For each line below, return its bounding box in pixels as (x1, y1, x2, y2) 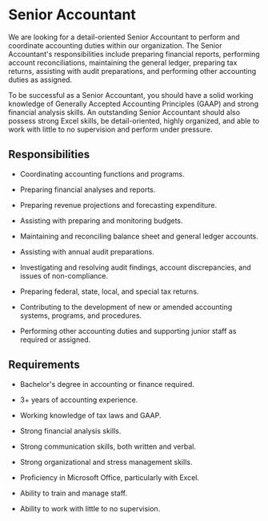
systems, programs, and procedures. (19, 311, 142, 320)
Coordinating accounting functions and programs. (19, 169, 186, 178)
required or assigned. (19, 335, 91, 344)
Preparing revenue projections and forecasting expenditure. (19, 200, 218, 210)
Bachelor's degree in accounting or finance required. (19, 379, 194, 389)
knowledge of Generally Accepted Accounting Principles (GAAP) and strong (8, 99, 259, 108)
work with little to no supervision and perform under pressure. (8, 124, 213, 134)
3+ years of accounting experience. (19, 395, 138, 405)
